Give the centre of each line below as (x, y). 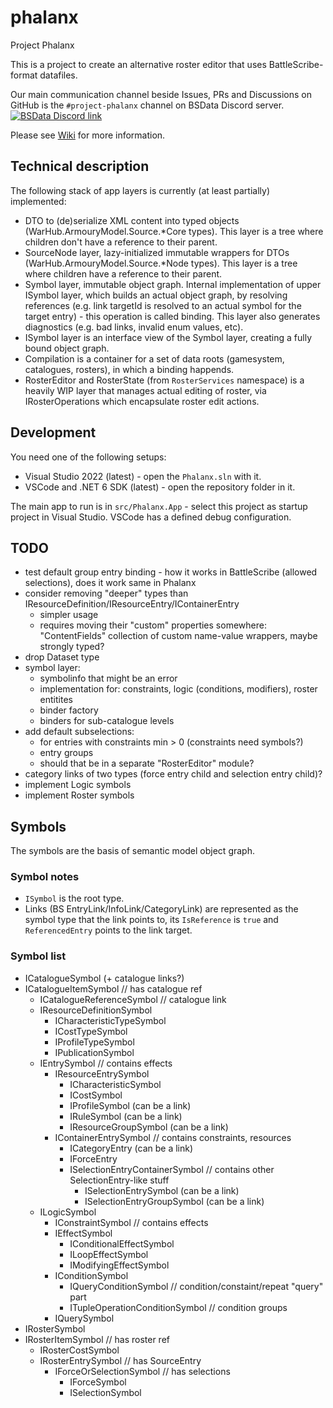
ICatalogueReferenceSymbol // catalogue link (133, 999)
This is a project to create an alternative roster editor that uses (138, 64)
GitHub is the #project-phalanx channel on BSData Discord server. (147, 105)
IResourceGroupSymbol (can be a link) (149, 1127)
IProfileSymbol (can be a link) (130, 1105)
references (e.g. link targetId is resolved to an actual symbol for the (163, 305)
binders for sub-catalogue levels (107, 721)
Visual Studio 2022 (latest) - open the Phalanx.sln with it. (143, 476)
